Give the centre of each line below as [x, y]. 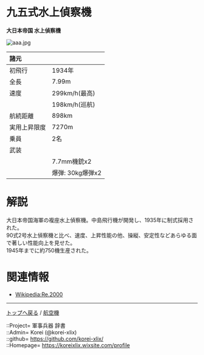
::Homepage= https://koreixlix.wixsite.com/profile [68, 345]
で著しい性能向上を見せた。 [41, 243]
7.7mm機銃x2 [72, 161]
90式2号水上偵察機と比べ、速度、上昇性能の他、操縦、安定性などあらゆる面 [102, 235]
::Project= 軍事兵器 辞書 [36, 325]
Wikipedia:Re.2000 [39, 294]
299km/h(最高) [73, 93]
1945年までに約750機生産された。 [49, 250]
